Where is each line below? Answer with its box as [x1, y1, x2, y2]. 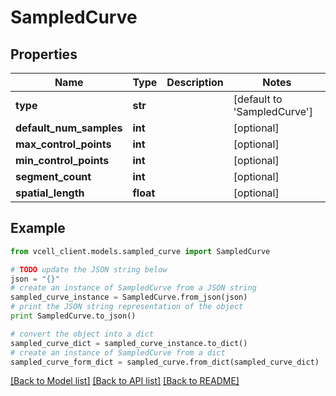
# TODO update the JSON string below [10, 264, 168, 275]
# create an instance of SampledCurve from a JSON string [10, 283, 257, 293]
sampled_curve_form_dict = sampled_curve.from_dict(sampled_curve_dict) [10, 357, 320, 367]
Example [10, 220, 66, 237]
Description [166, 76, 224, 89]
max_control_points [15, 137, 112, 151]
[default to [233, 92, 283, 106]
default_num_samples [15, 121, 123, 135]
